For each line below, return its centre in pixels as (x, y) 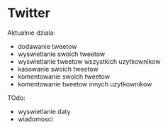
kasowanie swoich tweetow (58, 69)
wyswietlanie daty (44, 111)
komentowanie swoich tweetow (63, 77)
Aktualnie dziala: (32, 33)
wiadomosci (35, 119)
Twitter (29, 13)
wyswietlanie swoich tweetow (61, 54)
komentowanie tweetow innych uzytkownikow (85, 84)
